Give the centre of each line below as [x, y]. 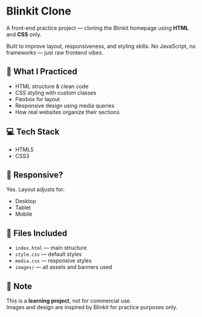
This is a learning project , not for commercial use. [69, 301]
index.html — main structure [51, 248]
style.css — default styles [48, 254]
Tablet [23, 208]
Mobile [24, 214]
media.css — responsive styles [53, 261]
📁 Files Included [37, 233]
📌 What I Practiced [42, 72]
